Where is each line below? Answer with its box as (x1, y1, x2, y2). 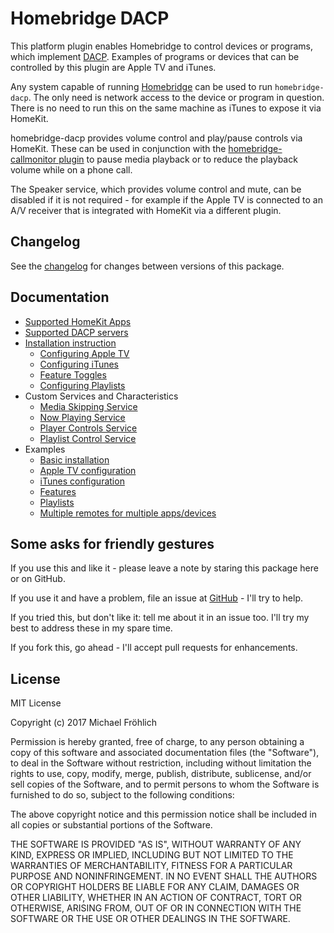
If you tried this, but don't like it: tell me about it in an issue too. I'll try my (10, 612, 310, 624)
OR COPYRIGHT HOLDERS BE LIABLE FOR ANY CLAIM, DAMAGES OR (10, 881, 300, 893)
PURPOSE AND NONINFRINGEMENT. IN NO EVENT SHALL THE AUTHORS (10, 870, 318, 882)
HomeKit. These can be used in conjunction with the (10, 142, 227, 154)
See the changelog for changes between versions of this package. (10, 260, 285, 272)
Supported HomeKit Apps (24, 315, 132, 327)
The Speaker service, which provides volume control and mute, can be (10, 183, 302, 195)
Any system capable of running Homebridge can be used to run (10, 80, 273, 92)
